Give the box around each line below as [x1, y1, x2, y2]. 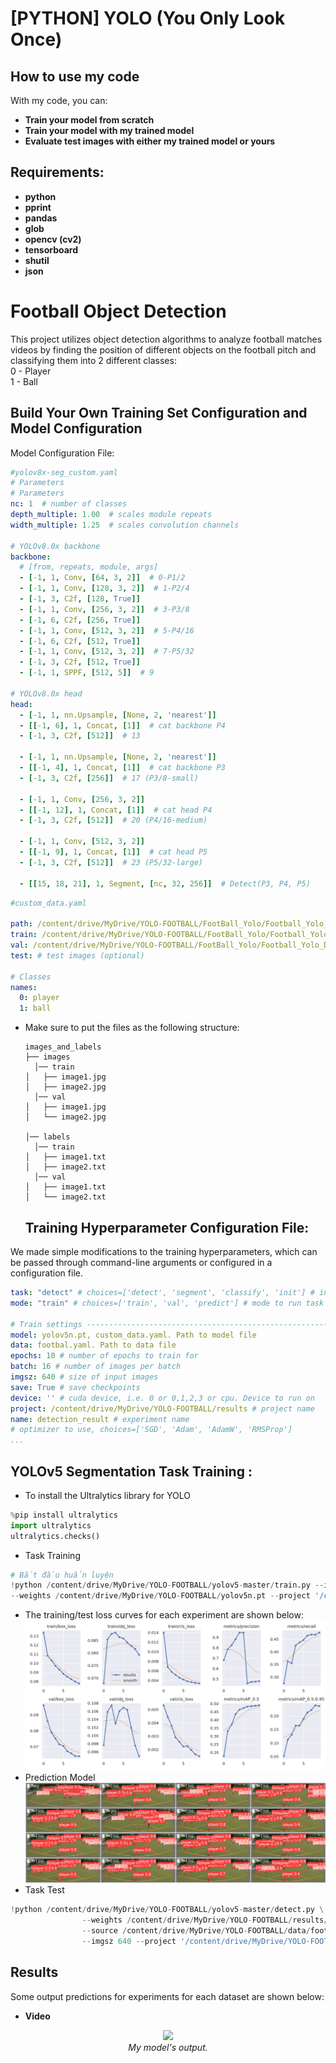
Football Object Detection [10, 300, 227, 322]
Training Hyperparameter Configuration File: [24, 1219, 310, 1236]
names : [10, 982, 38, 992]
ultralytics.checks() [10, 1531, 101, 1541]
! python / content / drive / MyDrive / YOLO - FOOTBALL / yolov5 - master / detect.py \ [10, 1905, 325, 1915]
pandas [24, 212, 58, 224]
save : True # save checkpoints [10, 1382, 141, 1392]
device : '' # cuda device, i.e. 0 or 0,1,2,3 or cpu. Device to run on [10, 1393, 315, 1403]
